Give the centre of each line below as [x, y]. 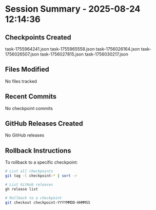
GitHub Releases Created [44, 124]
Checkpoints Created [38, 37]
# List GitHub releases [29, 185]
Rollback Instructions [38, 150]
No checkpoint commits [29, 108]
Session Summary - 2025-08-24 [73, 9]
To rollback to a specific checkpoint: [41, 162]
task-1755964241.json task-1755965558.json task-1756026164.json [72, 49]
